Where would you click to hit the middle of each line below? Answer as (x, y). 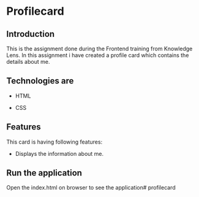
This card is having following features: (54, 142)
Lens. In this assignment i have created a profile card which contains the (98, 55)
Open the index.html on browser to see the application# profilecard (91, 188)
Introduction (31, 34)
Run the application (44, 173)
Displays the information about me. (59, 153)
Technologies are (40, 81)
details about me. (28, 62)
